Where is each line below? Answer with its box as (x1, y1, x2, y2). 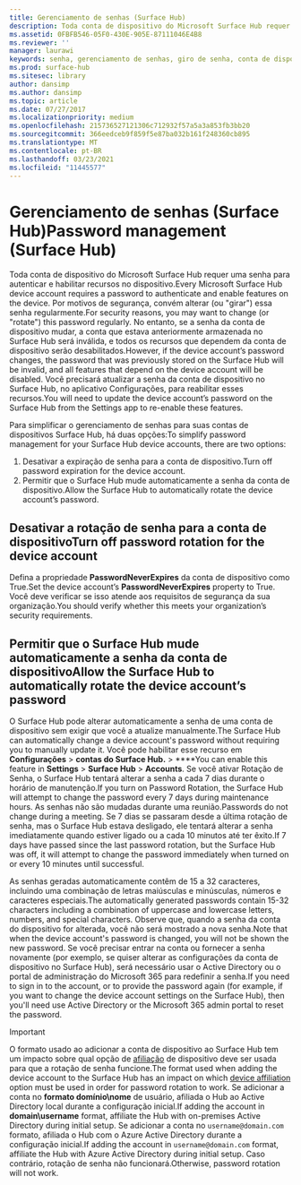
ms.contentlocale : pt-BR (9, 146, 102, 155)
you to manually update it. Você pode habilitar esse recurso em (9, 744, 243, 755)
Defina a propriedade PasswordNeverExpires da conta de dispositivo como (9, 572, 290, 583)
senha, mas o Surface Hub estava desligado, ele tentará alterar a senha (9, 820, 273, 831)
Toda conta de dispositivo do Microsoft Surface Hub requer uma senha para (9, 270, 291, 280)
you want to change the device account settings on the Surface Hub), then (9, 990, 285, 1000)
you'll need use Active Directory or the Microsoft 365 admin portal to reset (9, 1000, 284, 1010)
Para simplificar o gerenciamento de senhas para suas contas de (9, 420, 249, 431)
